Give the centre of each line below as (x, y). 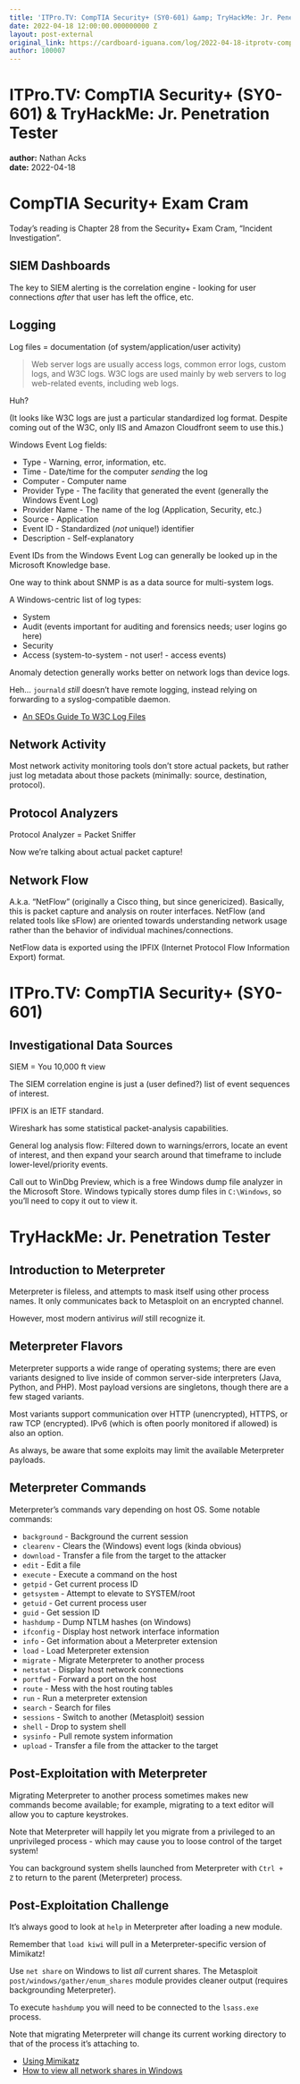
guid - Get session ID (61, 1612)
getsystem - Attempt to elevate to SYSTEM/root (108, 1593)
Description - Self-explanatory (78, 538)
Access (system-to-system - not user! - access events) (124, 655)
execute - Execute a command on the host (100, 1574)
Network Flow (49, 880)
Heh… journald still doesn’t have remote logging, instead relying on (133, 689)
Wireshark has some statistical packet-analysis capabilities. (119, 1128)
